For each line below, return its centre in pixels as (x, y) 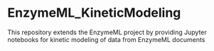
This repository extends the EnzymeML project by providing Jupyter (107, 32)
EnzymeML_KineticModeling (94, 13)
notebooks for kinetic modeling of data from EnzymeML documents (106, 39)
